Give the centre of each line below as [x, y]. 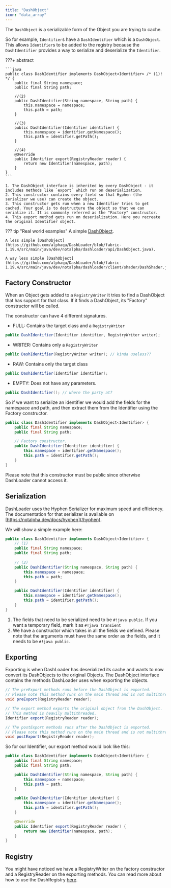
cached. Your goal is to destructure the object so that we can [75, 208]
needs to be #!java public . [41, 641]
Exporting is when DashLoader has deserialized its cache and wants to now [84, 670]
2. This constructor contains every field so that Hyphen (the [74, 195]
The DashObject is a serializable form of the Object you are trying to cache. [83, 29]
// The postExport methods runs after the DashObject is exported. [78, 727]
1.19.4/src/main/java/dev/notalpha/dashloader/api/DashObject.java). [81, 249]
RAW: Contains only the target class [50, 364]
